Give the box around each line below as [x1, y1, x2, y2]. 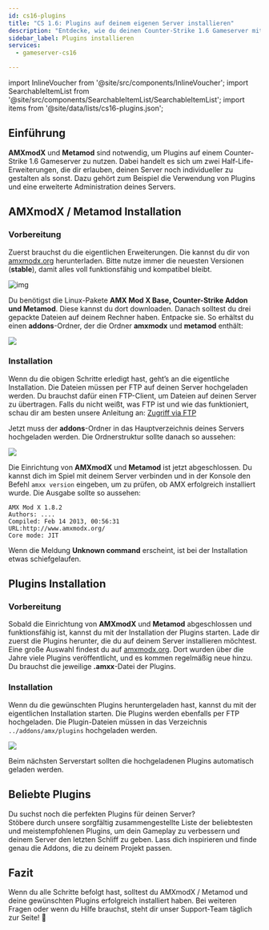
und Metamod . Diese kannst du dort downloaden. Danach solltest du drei [8, 303, 251, 313]
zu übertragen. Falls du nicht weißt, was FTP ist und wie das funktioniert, [8, 399, 249, 409]
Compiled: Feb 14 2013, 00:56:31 [8, 517, 120, 525]
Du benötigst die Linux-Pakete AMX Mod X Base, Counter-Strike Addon [8, 295, 248, 305]
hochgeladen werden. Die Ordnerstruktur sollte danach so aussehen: [8, 431, 236, 441]
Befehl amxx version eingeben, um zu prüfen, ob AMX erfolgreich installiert [8, 479, 256, 489]
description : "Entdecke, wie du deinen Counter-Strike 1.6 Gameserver [8, 26, 249, 34]
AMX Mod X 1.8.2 [8, 503, 62, 511]
